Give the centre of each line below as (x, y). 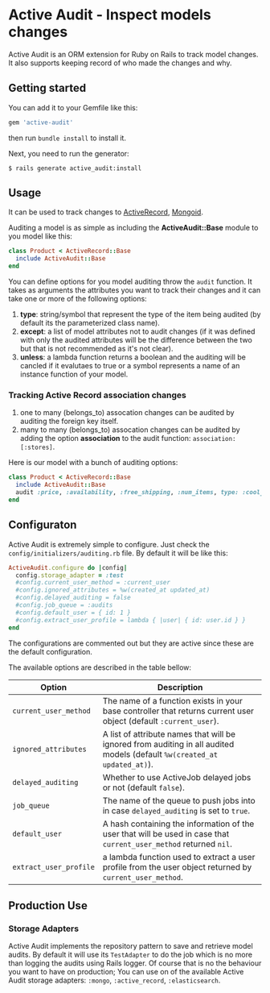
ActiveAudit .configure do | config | (68, 567)
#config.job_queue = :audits (64, 605)
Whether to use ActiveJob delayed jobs (177, 777)
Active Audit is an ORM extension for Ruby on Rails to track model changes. (133, 54)
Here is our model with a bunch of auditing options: (93, 463)
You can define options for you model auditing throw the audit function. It (131, 282)
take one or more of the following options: (78, 299)
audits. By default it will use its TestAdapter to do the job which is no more (131, 955)
